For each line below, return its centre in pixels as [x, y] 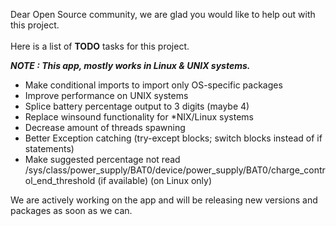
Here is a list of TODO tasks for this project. [100, 46]
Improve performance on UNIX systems [106, 95]
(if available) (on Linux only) [155, 180]
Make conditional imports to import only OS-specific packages [153, 85]
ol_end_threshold [60, 180]
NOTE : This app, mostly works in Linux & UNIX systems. [130, 65]
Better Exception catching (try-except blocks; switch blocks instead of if [173, 138]
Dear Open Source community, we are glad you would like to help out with [163, 14]
